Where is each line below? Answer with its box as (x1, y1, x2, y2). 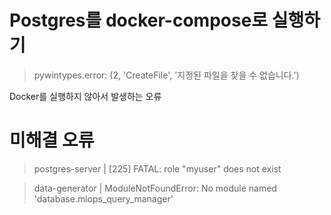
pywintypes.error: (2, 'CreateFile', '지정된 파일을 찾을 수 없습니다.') (33, 69, 300, 81)
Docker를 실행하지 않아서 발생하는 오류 (9, 90, 162, 102)
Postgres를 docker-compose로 (9, 9, 269, 32)
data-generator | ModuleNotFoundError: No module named (33, 182, 277, 194)
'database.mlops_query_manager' (33, 192, 174, 205)
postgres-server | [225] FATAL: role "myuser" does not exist (33, 162, 282, 175)
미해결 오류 (9, 129, 95, 152)
